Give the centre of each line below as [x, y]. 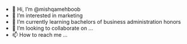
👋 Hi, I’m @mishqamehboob [46, 9]
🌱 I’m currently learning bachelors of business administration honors [96, 22]
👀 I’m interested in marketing [47, 15]
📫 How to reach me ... [40, 35]
